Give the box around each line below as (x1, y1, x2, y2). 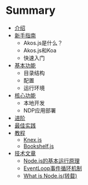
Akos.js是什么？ (23, 39, 63, 46)
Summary (5, 4, 55, 17)
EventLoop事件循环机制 (23, 165, 82, 172)
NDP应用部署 (23, 106, 57, 114)
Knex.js (23, 136, 42, 143)
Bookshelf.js (23, 142, 54, 150)
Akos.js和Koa (23, 46, 57, 54)
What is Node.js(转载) (23, 172, 78, 179)
